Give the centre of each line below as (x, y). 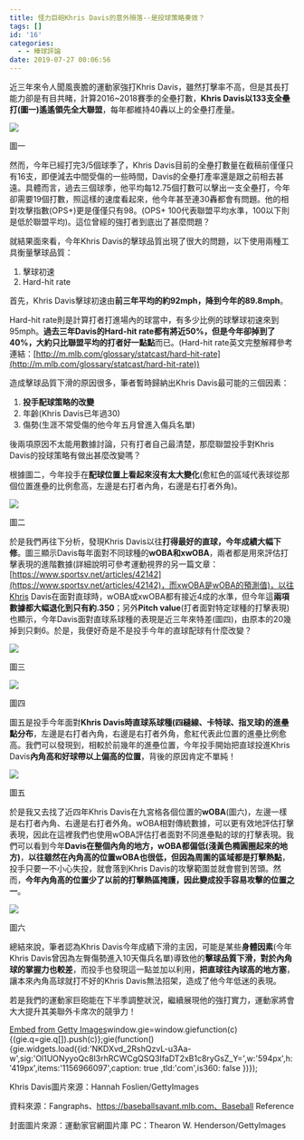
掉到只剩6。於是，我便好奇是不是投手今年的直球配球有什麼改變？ (131, 630)
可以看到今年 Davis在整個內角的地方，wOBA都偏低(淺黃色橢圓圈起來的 (148, 846)
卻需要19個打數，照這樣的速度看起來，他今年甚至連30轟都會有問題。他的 (145, 199)
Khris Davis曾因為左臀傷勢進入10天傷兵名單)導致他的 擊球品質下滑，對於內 (147, 958)
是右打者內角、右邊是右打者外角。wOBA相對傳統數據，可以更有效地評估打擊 (152, 823)
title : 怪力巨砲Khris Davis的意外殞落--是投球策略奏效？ (107, 18)
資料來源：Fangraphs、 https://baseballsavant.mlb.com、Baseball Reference (152, 1106)
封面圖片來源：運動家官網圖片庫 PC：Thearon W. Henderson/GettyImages (148, 1125)
